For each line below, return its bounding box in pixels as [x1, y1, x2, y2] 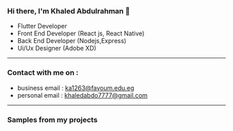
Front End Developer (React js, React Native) [17, 29, 145, 37]
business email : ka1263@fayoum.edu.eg [17, 83, 135, 92]
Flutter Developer [17, 22, 67, 30]
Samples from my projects [7, 114, 98, 124]
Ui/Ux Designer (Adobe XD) [17, 44, 97, 53]
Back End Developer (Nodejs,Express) [17, 37, 127, 45]
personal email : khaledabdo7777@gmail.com [17, 91, 148, 99]
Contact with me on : [7, 68, 78, 78]
